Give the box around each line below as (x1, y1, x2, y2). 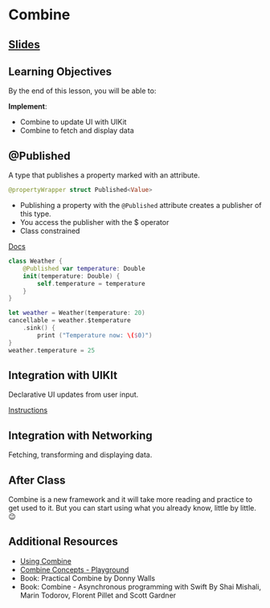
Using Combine (19, 556, 72, 565)
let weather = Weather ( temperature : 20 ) (8, 309, 146, 317)
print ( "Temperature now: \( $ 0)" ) (37, 331, 153, 339)
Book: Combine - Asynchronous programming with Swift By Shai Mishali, (19, 581, 262, 591)
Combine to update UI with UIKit (19, 117, 127, 127)
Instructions (8, 406, 48, 415)
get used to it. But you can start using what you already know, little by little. (8, 504, 257, 513)
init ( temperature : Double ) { (22, 271, 121, 280)
